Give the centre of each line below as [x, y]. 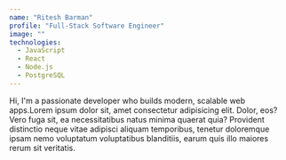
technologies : [36, 42]
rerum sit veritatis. [42, 148]
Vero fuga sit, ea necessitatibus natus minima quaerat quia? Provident [137, 119]
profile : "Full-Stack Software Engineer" [87, 26]
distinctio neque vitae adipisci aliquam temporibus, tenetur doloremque [139, 129]
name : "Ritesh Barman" [51, 17]
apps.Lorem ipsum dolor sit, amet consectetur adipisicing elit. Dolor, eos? [143, 110]
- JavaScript [41, 51]
